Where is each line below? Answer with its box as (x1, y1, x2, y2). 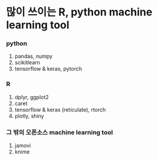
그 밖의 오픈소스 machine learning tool (6, 128, 113, 136)
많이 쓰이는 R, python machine (6, 5, 153, 19)
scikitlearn (14, 59, 40, 66)
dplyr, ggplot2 (14, 93, 49, 100)
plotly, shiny (14, 112, 44, 119)
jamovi (14, 142, 31, 149)
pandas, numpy (14, 53, 53, 60)
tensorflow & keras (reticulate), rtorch (14, 106, 106, 113)
